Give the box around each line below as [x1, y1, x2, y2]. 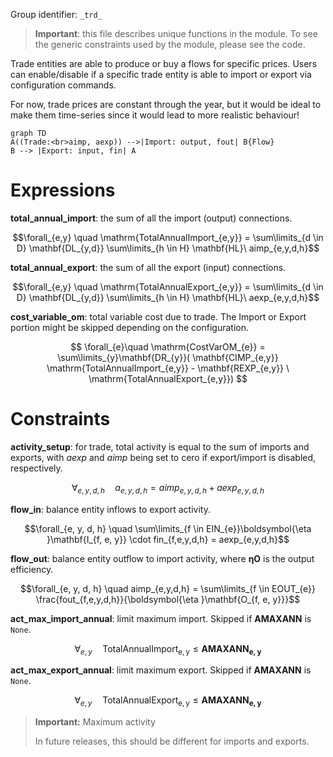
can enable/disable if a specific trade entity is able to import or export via [10, 69, 312, 80]
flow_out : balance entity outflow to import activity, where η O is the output [10, 552, 315, 564]
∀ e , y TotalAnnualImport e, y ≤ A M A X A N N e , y [74, 642, 262, 657]
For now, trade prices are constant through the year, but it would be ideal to [10, 99, 322, 110]
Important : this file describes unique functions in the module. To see [34, 28, 318, 39]
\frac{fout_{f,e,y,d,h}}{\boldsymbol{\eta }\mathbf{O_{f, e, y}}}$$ [35, 593, 301, 605]
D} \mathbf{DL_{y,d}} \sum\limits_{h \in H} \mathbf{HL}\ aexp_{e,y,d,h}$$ [16, 291, 320, 303]
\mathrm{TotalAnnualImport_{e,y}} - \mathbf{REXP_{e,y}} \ [46, 362, 290, 374]
